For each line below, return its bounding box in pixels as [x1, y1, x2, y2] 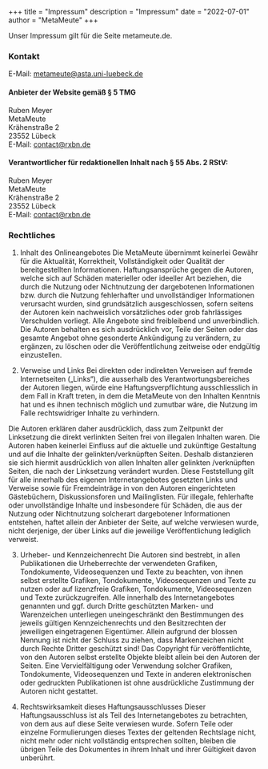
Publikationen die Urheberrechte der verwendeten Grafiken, [19, 559, 218, 568]
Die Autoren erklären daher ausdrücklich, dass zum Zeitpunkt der [8, 424, 224, 433]
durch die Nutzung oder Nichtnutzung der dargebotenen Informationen [19, 282, 254, 291]
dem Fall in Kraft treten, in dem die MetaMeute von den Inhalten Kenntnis [19, 391, 261, 400]
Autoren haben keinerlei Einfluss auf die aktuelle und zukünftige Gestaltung [8, 441, 257, 450]
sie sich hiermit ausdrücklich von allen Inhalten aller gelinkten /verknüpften [8, 458, 255, 467]
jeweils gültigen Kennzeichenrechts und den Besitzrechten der [19, 618, 226, 628]
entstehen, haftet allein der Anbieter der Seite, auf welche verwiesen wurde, [8, 517, 259, 527]
